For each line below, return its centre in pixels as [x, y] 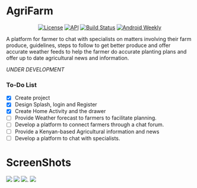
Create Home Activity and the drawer [60, 111]
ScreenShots [39, 162]
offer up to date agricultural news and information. [68, 58]
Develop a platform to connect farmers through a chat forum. [89, 125]
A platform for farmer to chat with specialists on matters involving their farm [99, 39]
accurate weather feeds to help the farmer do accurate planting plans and [96, 51]
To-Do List [21, 84]
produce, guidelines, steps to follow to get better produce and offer [88, 45]
